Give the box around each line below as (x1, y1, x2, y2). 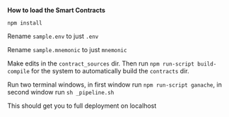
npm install (7, 20, 42, 27)
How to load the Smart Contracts (7, 6, 106, 14)
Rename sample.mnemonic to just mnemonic (7, 46, 127, 54)
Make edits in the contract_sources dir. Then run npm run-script (7, 59, 194, 68)
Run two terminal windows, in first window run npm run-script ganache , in (7, 80, 223, 89)
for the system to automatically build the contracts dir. (31, 67, 189, 75)
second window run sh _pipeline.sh (7, 88, 114, 96)
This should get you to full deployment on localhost (7, 101, 157, 110)
